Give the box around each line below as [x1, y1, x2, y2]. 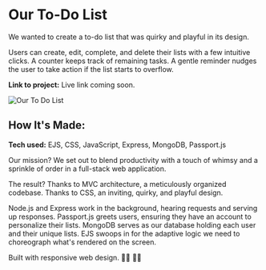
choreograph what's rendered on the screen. [8, 237, 157, 247]
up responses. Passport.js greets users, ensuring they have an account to [8, 212, 252, 221]
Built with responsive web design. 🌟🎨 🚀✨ [8, 252, 142, 262]
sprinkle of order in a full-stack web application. [8, 164, 167, 173]
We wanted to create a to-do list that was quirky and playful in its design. [8, 32, 250, 42]
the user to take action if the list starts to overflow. [8, 64, 174, 73]
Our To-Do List [8, 6, 108, 24]
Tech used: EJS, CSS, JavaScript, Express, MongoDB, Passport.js [8, 140, 227, 149]
